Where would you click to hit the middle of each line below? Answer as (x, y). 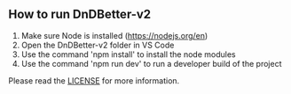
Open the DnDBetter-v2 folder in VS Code (98, 45)
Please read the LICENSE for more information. (94, 80)
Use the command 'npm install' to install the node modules (128, 54)
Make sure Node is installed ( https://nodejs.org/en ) (114, 35)
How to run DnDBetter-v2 (80, 14)
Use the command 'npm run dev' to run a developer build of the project (151, 63)
